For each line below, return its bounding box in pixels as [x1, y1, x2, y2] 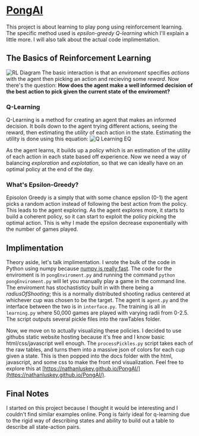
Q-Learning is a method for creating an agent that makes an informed [6, 117, 176, 124]
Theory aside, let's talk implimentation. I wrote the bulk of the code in [6, 259, 176, 266]
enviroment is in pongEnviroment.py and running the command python [6, 271, 175, 278]
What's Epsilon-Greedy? [6, 180, 79, 189]
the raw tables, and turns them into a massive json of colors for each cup [6, 346, 185, 353]
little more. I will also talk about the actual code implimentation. [6, 36, 160, 43]
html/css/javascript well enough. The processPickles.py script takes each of [6, 340, 194, 347]
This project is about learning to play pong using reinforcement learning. [6, 23, 183, 30]
